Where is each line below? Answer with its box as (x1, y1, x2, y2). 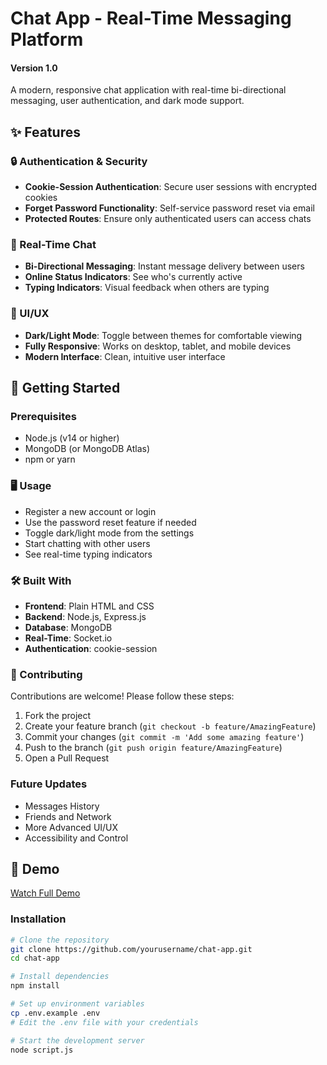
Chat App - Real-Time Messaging (10, 7, 292, 30)
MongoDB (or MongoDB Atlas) (24, 443, 151, 455)
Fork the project (24, 710, 92, 722)
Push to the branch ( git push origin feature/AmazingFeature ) (24, 742, 283, 754)
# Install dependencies (10, 972, 110, 982)
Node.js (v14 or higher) (24, 432, 120, 444)
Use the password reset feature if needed (24, 516, 197, 528)
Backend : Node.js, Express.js (24, 610, 147, 622)
